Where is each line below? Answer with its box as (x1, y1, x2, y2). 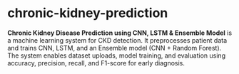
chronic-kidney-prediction (7, 5, 168, 21)
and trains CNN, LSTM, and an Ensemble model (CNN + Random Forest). (7, 43, 222, 52)
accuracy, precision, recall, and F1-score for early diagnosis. (7, 58, 185, 67)
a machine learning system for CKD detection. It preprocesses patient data (7, 36, 228, 44)
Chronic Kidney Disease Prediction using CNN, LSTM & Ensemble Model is (7, 28, 233, 37)
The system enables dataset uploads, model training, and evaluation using (7, 51, 226, 60)
